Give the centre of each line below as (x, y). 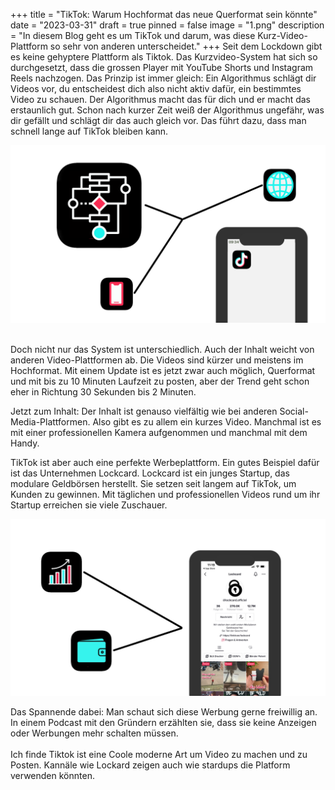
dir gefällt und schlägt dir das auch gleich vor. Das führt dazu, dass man (158, 120)
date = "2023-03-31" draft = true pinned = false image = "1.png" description (167, 25)
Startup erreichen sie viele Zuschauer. (89, 505)
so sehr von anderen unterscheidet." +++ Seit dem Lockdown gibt (186, 46)
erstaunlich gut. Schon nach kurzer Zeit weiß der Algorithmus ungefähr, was (167, 110)
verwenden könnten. (52, 775)
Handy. (25, 443)
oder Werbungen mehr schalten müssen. (94, 733)
